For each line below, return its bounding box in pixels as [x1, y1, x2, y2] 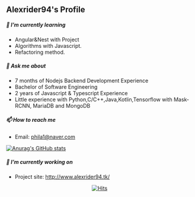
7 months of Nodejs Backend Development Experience [14, 77, 149, 85]
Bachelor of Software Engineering [14, 83, 98, 91]
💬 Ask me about [6, 62, 46, 69]
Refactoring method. [14, 49, 65, 56]
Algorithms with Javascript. [14, 43, 82, 50]
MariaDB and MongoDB [33, 102, 91, 109]
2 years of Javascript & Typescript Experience [14, 90, 128, 97]
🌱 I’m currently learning [6, 21, 66, 28]
